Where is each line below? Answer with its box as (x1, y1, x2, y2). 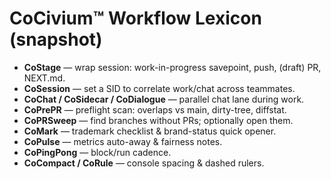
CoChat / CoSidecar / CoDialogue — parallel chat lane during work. (23, 93, 305, 105)
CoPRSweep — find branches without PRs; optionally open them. (23, 114, 294, 126)
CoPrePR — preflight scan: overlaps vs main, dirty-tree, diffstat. (23, 103, 287, 116)
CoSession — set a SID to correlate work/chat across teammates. (23, 82, 296, 94)
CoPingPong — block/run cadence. (23, 146, 172, 158)
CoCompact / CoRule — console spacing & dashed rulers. (23, 157, 265, 169)
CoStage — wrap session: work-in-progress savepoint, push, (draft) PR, (23, 61, 322, 73)
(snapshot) (9, 28, 103, 51)
